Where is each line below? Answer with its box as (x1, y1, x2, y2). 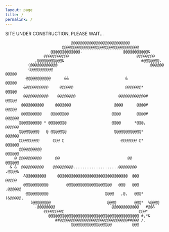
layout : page (5, 7, 33, 13)
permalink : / (5, 17, 33, 22)
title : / (5, 12, 24, 17)
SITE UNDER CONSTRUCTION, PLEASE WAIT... (5, 31, 104, 37)
